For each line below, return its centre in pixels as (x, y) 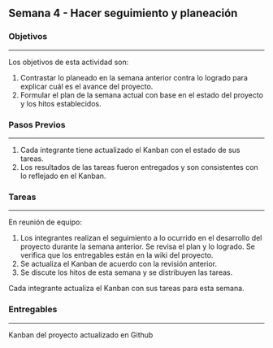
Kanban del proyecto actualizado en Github (81, 335)
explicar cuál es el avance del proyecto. (87, 86)
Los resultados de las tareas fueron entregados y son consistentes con (139, 167)
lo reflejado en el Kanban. (63, 176)
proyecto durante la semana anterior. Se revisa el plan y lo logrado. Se (138, 246)
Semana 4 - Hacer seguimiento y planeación (123, 13)
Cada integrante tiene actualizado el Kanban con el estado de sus (130, 150)
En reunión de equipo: (45, 222)
